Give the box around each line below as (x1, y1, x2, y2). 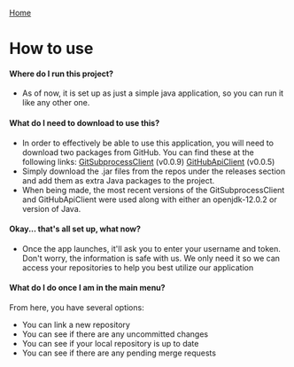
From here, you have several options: (9, 302, 144, 313)
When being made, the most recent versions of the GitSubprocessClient (21, 184, 285, 195)
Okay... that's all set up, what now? (9, 223, 142, 234)
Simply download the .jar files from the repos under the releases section (21, 166, 286, 176)
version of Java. (21, 203, 81, 214)
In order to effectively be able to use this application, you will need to (21, 137, 275, 148)
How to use (9, 39, 94, 59)
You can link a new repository (21, 319, 131, 330)
